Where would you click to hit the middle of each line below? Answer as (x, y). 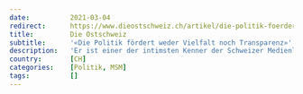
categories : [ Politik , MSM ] (68, 68)
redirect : (28, 26)
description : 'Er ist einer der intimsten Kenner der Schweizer (137, 51)
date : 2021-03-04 (60, 17)
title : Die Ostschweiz (68, 34)
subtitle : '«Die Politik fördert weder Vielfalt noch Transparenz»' (151, 43)
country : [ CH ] (48, 59)
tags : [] (44, 76)
